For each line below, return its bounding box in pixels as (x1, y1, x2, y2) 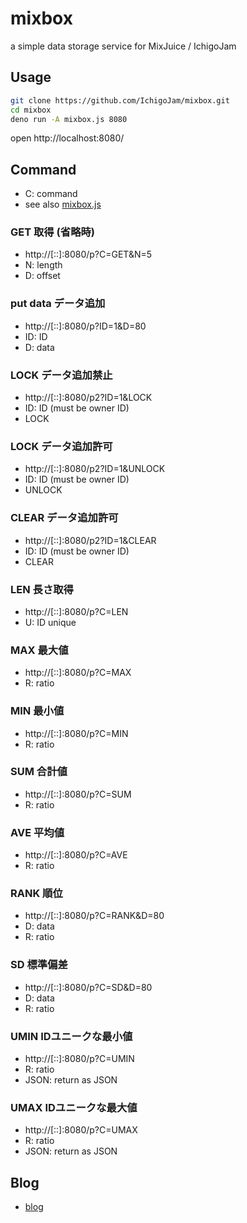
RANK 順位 (10, 887, 63, 901)
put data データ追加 (10, 297, 106, 311)
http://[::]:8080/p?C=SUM (24, 788, 132, 800)
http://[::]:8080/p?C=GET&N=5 (24, 248, 153, 261)
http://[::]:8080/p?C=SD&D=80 (24, 981, 153, 993)
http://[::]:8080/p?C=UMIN (24, 1053, 135, 1065)
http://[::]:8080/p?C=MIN (24, 727, 129, 739)
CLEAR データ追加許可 (10, 511, 119, 525)
